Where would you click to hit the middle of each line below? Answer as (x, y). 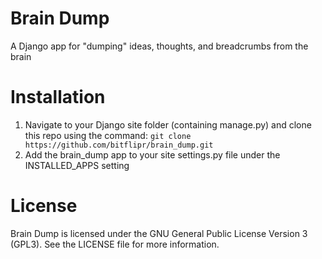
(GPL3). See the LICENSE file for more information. (115, 244)
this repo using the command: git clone (108, 135)
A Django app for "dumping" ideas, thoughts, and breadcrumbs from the (159, 46)
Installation (58, 97)
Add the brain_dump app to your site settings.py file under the (152, 154)
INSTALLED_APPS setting (77, 165)
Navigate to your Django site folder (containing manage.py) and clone (168, 124)
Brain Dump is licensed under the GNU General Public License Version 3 (159, 233)
